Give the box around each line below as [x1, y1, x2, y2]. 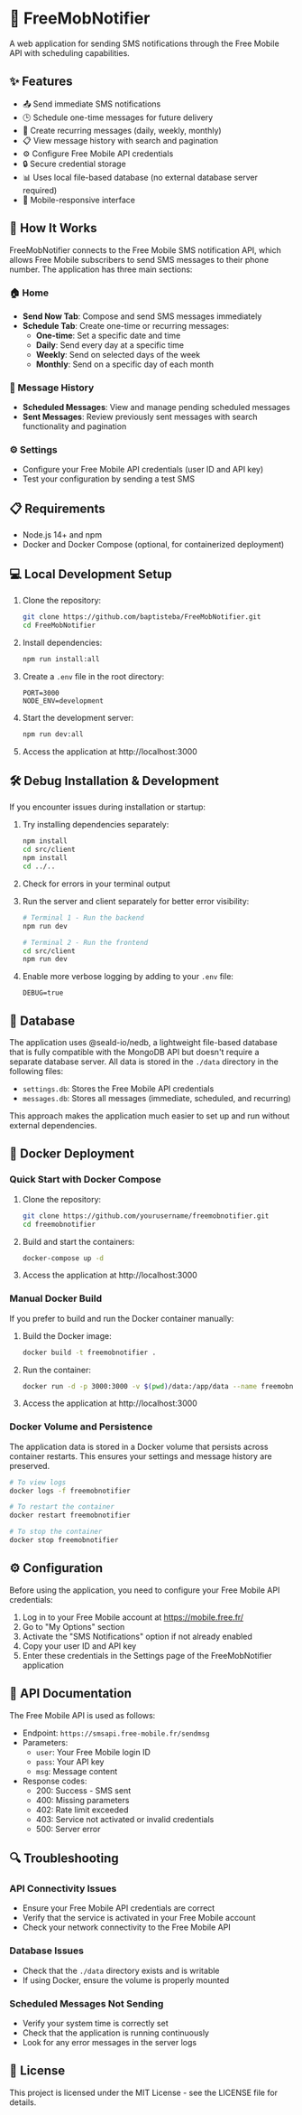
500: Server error [35, 1823, 101, 1834]
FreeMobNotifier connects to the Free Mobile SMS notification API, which [9, 244, 281, 256]
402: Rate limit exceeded [35, 1804, 129, 1815]
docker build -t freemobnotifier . [22, 1348, 157, 1357]
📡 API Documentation [9, 1686, 133, 1701]
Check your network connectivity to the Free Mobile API [22, 1922, 232, 1933]
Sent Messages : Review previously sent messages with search [22, 411, 258, 423]
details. [9, 2096, 37, 2108]
